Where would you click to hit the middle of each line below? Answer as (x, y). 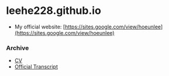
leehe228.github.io (54, 11)
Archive (18, 48)
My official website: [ (40, 27)
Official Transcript (36, 67)
